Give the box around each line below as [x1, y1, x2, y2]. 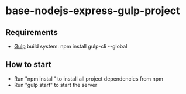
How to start [5, 60, 51, 69]
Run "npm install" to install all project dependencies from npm [13, 75, 163, 82]
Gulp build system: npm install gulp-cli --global [13, 43, 128, 50]
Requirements [5, 27, 58, 37]
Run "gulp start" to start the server [13, 81, 98, 88]
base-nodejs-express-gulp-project [5, 4, 180, 18]
